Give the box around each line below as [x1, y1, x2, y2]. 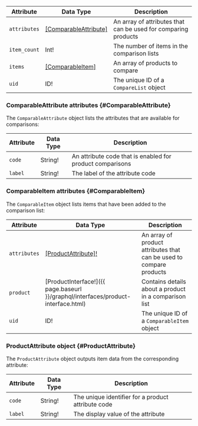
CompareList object [113, 83, 166, 91]
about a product [141, 285, 186, 293]
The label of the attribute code [71, 169, 156, 177]
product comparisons [71, 160, 131, 168]
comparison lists [113, 50, 159, 57]
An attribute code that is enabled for [71, 152, 172, 160]
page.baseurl [45, 285, 82, 293]
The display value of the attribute [73, 409, 165, 418]
